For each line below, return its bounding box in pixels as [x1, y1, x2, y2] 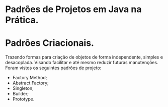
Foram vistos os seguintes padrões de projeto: [5, 65, 102, 71]
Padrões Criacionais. [5, 37, 95, 49]
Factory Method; [12, 75, 47, 81]
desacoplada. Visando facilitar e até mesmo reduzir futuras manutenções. [5, 60, 158, 66]
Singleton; [12, 85, 34, 91]
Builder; [12, 91, 29, 97]
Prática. [5, 14, 39, 26]
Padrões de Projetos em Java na [5, 4, 142, 15]
